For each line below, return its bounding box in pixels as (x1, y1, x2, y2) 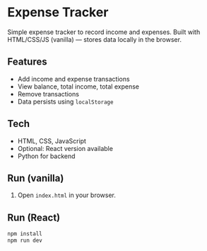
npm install (7, 230, 42, 238)
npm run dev (7, 237, 42, 245)
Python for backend (17, 152, 76, 160)
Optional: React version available (17, 144, 113, 152)
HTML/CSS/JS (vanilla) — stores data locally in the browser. (7, 35, 182, 43)
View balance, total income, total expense (17, 82, 140, 91)
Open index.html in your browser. (17, 191, 117, 199)
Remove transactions (17, 89, 80, 98)
